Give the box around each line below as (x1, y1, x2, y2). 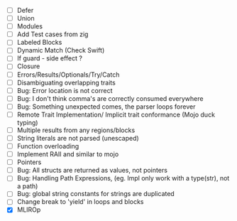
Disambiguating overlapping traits (16, 78, 116, 87)
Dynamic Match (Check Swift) (16, 46, 105, 55)
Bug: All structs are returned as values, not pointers (16, 166, 168, 175)
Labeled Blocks (16, 38, 62, 47)
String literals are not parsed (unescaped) (16, 134, 139, 142)
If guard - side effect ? (16, 54, 83, 63)
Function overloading (16, 142, 79, 150)
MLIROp (16, 205, 41, 214)
